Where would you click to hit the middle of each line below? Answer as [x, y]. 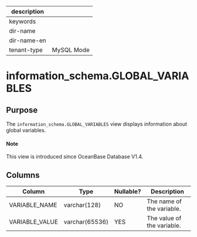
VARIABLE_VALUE [34, 222]
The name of [164, 201]
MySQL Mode [71, 50]
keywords [23, 21]
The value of [164, 218]
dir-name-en [28, 40]
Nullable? [128, 191]
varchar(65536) [86, 222]
